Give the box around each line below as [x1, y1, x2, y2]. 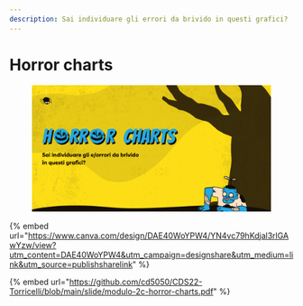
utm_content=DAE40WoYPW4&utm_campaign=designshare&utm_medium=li [9, 249, 294, 260]
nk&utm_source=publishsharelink [9, 258, 133, 270]
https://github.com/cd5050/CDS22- [69, 276, 203, 287]
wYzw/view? [9, 239, 57, 250]
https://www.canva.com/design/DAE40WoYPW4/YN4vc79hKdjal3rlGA [27, 230, 289, 241]
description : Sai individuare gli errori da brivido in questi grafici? [9, 14, 289, 23]
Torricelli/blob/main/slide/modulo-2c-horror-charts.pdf [9, 285, 214, 297]
